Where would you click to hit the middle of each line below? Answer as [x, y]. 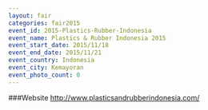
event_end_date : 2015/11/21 [55, 53]
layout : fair [30, 16]
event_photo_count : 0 [44, 75]
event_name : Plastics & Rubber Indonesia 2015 [87, 38]
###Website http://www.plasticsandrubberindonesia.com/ [104, 97]
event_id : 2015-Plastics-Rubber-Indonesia [80, 30]
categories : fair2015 [44, 23]
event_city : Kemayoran [46, 68]
